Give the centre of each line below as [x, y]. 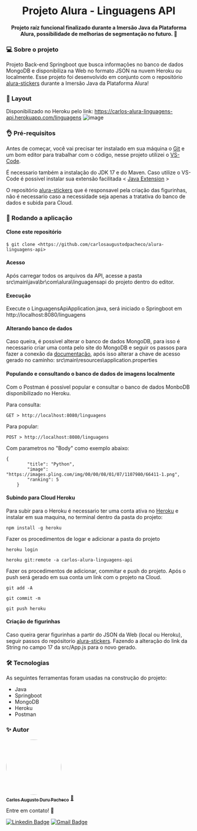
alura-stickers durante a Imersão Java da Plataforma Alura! [77, 83]
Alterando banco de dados [39, 328]
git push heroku [26, 609]
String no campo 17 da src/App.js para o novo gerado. [71, 648]
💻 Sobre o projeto [32, 50]
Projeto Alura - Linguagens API [99, 11]
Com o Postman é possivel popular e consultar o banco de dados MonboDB [98, 387]
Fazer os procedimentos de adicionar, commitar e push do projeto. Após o [96, 571]
